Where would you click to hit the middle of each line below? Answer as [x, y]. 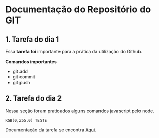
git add [20, 71]
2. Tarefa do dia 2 [34, 98]
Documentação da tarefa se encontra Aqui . [51, 130]
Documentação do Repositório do [78, 9]
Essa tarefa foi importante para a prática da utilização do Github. [74, 52]
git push [21, 82]
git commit [24, 77]
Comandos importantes [31, 62]
